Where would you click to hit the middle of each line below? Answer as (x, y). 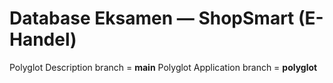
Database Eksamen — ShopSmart (152, 18)
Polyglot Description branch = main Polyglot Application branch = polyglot (163, 67)
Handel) (43, 39)
